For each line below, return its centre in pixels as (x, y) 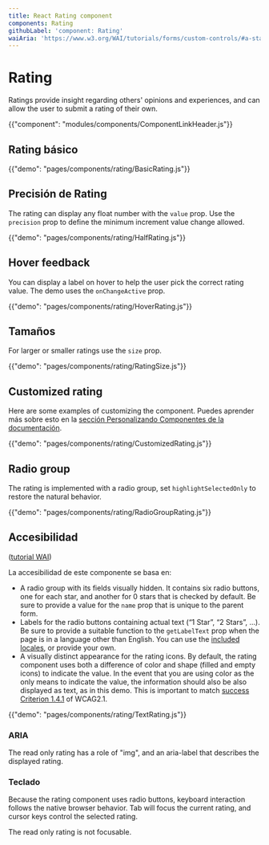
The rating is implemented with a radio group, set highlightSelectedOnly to (132, 488)
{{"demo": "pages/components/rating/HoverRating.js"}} (100, 306)
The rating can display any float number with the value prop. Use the (122, 213)
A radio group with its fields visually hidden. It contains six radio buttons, (140, 588)
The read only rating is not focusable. (70, 832)
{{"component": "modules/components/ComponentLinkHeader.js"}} (121, 125)
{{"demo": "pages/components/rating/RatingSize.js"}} (97, 366)
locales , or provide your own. (68, 647)
